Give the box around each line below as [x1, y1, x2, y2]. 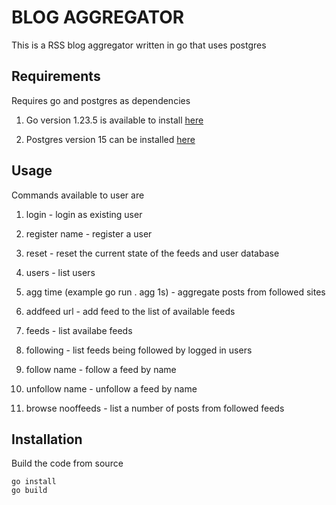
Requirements [11, 68, 101, 85]
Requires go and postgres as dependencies [11, 94, 191, 106]
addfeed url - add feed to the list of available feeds [25, 305, 236, 317]
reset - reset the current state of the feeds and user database [25, 247, 280, 259]
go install [11, 477, 57, 487]
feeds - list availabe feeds [25, 324, 133, 336]
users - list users [25, 266, 96, 278]
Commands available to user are [11, 189, 145, 201]
